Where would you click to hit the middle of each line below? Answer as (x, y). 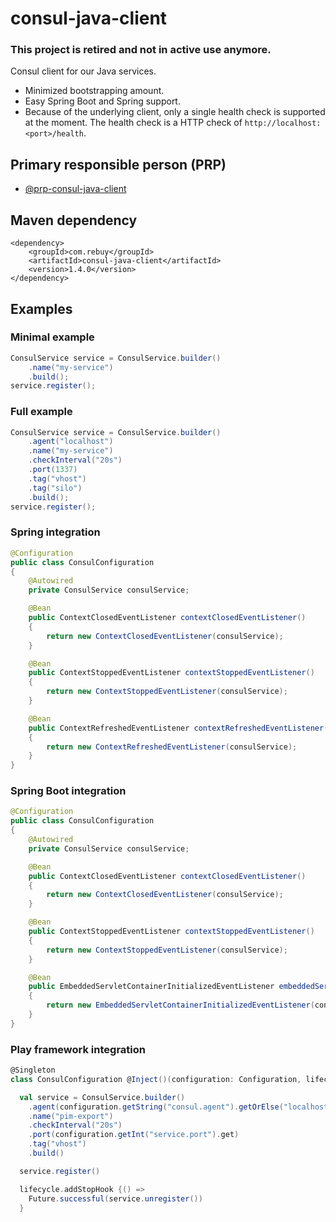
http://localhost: (283, 123)
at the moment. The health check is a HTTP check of (133, 123)
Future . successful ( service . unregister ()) (115, 1198)
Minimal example (52, 337)
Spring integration (55, 532)
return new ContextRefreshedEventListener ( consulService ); (172, 747)
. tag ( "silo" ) (55, 488)
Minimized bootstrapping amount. (94, 91)
